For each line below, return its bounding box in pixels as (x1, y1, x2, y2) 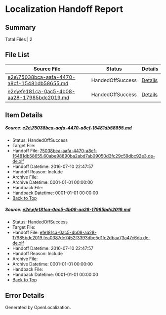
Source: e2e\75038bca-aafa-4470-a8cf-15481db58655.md (5, 125, 132, 131)
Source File (33, 65, 61, 72)
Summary (5, 23, 36, 32)
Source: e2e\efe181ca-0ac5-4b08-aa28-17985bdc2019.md (5, 207, 131, 212)
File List (5, 51, 30, 59)
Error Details (5, 291, 44, 300)
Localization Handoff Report (5, 3, 124, 15)
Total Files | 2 (5, 36, 33, 42)
